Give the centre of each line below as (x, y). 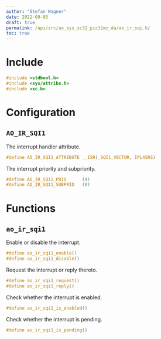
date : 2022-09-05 (27, 17)
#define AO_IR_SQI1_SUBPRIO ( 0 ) (48, 185)
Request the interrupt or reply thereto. (52, 270)
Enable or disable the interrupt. (43, 243)
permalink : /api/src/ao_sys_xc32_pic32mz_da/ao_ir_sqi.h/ (78, 28)
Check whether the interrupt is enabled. (54, 297)
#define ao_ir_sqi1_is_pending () (47, 330)
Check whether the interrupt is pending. (54, 319)
